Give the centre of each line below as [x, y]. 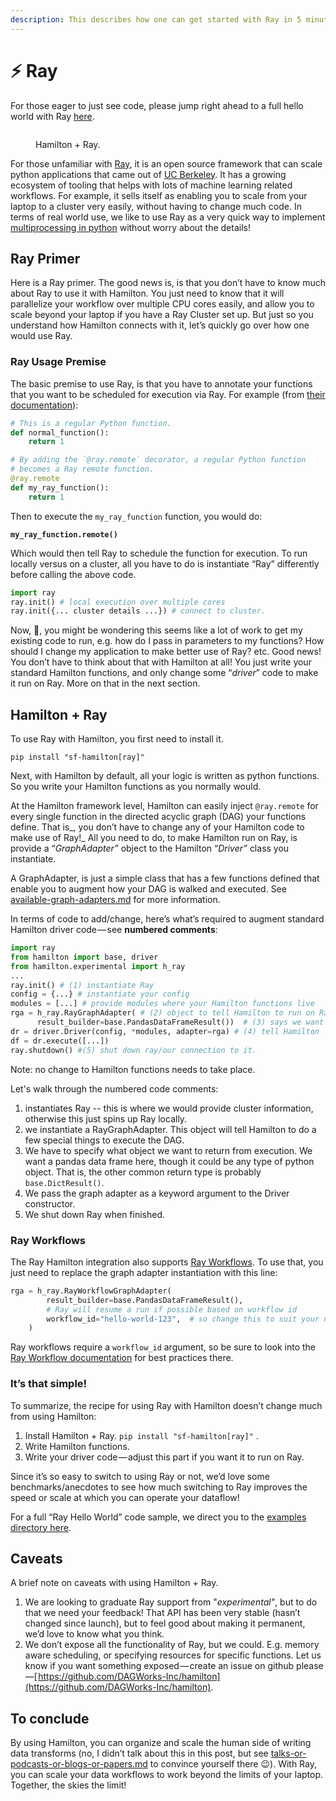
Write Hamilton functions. [77, 1446]
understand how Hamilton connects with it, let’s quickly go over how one [160, 325]
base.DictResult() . [64, 1182]
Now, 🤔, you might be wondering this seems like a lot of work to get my [156, 630]
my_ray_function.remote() [64, 534]
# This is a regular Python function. [91, 423]
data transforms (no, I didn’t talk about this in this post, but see [139, 1753]
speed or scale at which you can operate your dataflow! [125, 1497]
